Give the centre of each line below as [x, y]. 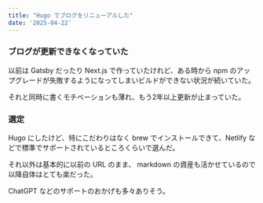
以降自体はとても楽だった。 [53, 175]
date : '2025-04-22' [40, 23]
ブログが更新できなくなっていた [68, 52]
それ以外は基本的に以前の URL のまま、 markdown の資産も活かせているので [132, 164]
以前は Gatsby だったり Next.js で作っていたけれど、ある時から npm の [122, 70]
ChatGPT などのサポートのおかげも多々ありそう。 [89, 191]
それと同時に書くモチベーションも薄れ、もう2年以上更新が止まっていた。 [127, 97]
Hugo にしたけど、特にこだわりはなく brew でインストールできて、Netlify [128, 138]
